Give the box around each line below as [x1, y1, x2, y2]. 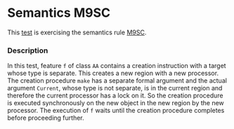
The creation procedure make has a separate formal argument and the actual [7, 76, 227, 85]
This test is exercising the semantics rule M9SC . [7, 28, 147, 36]
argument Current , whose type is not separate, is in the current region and [7, 84, 223, 93]
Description [7, 46, 48, 55]
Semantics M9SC [7, 5, 111, 21]
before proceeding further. [7, 114, 84, 122]
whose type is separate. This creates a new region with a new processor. [7, 69, 219, 78]
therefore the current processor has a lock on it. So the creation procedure [7, 91, 223, 100]
